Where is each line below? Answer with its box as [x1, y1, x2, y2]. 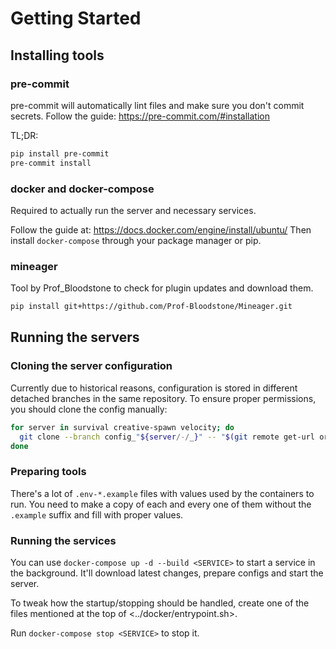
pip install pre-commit [10, 148, 110, 159]
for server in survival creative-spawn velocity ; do [10, 422, 235, 432]
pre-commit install [10, 158, 92, 168]
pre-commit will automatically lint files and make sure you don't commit [10, 99, 305, 111]
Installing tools [10, 47, 105, 64]
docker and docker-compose [10, 182, 155, 196]
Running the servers [10, 329, 140, 346]
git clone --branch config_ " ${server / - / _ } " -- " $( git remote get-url [19, 432, 316, 442]
